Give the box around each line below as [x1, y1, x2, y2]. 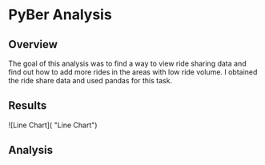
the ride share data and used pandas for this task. [8, 76, 173, 85]
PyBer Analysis [8, 6, 112, 24]
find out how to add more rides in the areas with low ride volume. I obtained [8, 67, 258, 77]
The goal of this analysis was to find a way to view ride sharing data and [8, 58, 247, 68]
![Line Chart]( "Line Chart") [8, 120, 98, 130]
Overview [8, 38, 58, 51]
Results [8, 99, 47, 113]
